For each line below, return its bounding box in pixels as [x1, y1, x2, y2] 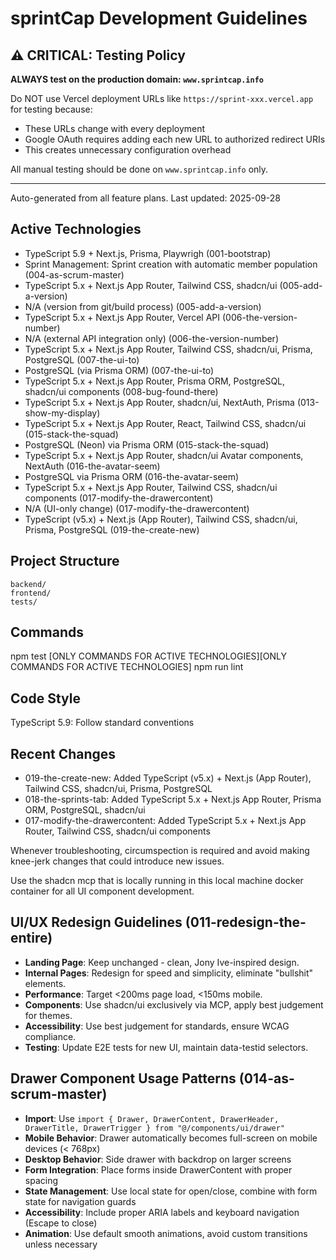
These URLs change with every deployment [24, 123, 206, 134]
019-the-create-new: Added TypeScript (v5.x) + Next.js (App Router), [24, 772, 312, 784]
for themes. [24, 1009, 73, 1021]
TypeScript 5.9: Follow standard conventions [10, 717, 195, 729]
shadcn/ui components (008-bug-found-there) [24, 385, 219, 397]
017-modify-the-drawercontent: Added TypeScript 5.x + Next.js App [24, 815, 307, 827]
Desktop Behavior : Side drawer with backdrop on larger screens [24, 1153, 292, 1165]
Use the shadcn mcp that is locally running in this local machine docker [10, 875, 304, 887]
